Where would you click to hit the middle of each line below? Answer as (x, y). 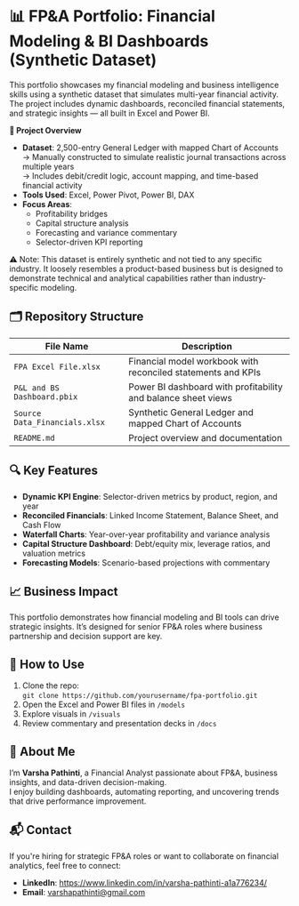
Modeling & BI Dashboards (109, 41)
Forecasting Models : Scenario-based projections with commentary (146, 562)
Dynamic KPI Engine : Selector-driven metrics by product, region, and (149, 496)
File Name (67, 346)
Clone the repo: (51, 686)
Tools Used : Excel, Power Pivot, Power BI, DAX (108, 195)
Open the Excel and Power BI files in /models (103, 705)
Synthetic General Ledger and (191, 412)
